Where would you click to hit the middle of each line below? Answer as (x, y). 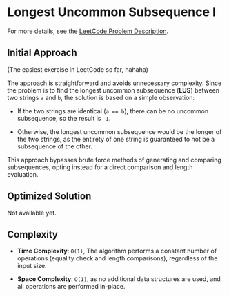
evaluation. (23, 174)
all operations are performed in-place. (71, 287)
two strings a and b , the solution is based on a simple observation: (101, 97)
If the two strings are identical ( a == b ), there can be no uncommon (113, 111)
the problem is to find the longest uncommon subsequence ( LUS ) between (113, 90)
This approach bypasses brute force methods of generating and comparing (114, 160)
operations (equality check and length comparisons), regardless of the (117, 258)
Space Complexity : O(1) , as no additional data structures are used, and (119, 279)
